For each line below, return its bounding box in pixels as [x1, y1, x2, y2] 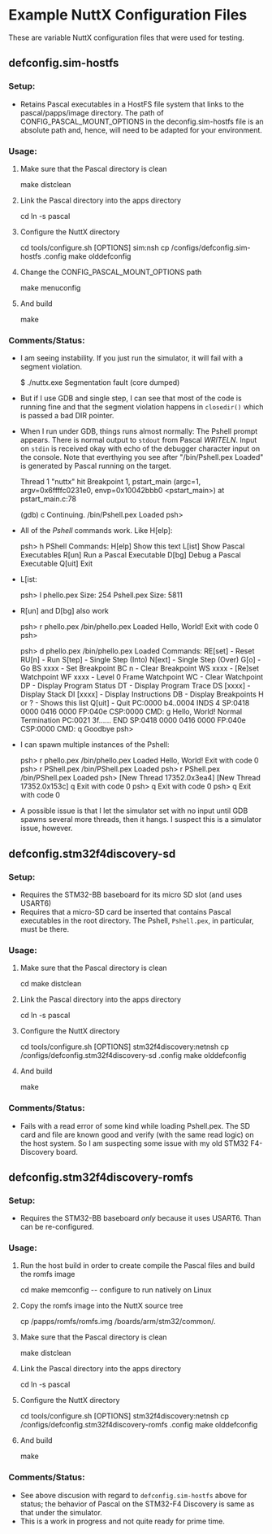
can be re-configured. [19, 1222, 95, 1232]
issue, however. [19, 824, 73, 833]
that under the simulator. [19, 1507, 103, 1517]
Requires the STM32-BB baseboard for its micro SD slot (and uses [19, 889, 242, 899]
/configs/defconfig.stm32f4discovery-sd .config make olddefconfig [19, 1051, 247, 1060]
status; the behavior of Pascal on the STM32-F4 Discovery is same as [19, 1499, 255, 1509]
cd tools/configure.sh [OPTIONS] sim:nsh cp [19, 243, 170, 252]
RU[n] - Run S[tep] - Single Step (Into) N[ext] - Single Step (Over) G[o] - [19, 655, 261, 665]
